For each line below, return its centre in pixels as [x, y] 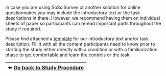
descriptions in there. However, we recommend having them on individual [83, 18]
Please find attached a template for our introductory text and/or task [77, 39]
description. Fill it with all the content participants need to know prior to [80, 44]
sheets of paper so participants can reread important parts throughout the [83, 23]
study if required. [23, 29]
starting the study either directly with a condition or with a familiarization [81, 49]
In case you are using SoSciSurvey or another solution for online [73, 7]
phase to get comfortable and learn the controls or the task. [68, 55]
